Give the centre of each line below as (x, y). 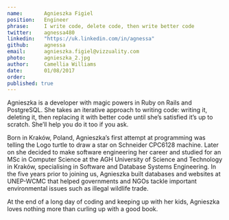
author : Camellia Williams (52, 64)
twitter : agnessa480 (41, 32)
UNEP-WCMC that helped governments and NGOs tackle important (102, 181)
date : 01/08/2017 (41, 70)
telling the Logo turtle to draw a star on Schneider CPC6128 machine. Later (113, 145)
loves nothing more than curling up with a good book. (83, 209)
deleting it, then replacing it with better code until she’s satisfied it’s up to (110, 118)
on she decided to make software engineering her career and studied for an (114, 152)
